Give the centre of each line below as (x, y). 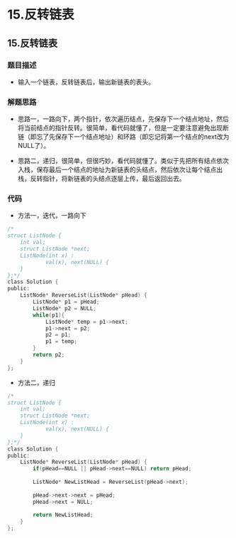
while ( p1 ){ (49, 315)
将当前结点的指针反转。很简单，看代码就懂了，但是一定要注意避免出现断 (123, 128)
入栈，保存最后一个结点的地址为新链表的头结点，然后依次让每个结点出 (120, 170)
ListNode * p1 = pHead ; (66, 302)
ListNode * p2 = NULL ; (65, 308)
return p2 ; (49, 355)
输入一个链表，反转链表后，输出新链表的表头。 (86, 82)
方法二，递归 (36, 382)
